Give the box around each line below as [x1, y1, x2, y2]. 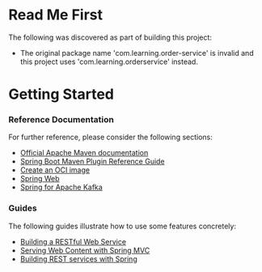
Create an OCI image [19, 165, 91, 175]
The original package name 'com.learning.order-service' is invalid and [19, 48, 254, 57]
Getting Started [8, 85, 115, 104]
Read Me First [8, 6, 104, 24]
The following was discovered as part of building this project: [8, 32, 213, 42]
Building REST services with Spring [19, 253, 137, 264]
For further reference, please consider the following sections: [8, 132, 213, 142]
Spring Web [19, 174, 60, 184]
